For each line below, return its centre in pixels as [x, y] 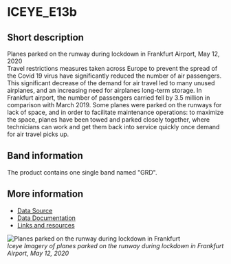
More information [45, 194]
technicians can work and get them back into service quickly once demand [113, 127]
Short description [46, 37]
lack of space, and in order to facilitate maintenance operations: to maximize [115, 112]
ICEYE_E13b [42, 12]
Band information [45, 156]
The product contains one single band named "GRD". [82, 172]
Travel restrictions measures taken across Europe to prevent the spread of [112, 68]
